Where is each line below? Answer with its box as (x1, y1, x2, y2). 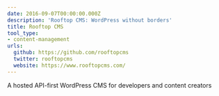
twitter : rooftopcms (13, 56, 73, 63)
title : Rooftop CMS (7, 23, 64, 30)
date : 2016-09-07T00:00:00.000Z (7, 10, 101, 17)
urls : (7, 42, 23, 49)
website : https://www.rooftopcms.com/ (13, 62, 127, 69)
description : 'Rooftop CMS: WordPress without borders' (7, 17, 172, 24)
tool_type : (7, 29, 39, 37)
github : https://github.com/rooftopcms (13, 49, 129, 56)
